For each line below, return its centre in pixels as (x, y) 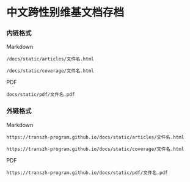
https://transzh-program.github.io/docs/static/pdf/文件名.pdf (87, 173)
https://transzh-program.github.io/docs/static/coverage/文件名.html (95, 149)
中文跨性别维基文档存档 (65, 13)
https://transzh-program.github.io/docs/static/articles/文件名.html (95, 137)
